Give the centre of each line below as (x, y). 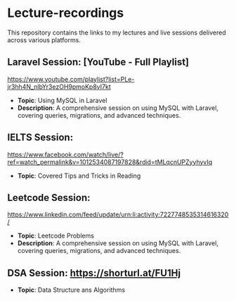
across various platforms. (44, 39)
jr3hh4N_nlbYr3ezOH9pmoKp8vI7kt (59, 87)
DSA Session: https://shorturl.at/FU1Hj (94, 273)
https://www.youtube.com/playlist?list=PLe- (71, 79)
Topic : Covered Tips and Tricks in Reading (79, 176)
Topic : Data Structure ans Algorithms (71, 290)
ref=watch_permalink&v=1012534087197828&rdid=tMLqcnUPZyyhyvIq (110, 162)
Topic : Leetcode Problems (56, 236)
